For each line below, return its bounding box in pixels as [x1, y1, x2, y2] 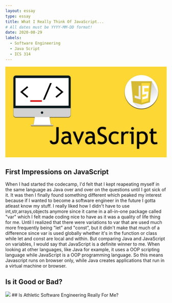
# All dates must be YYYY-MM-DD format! [5, 25, 93, 30]
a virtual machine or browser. [5, 262, 67, 269]
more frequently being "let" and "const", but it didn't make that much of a [5, 225, 160, 231]
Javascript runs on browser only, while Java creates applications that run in [5, 257, 165, 264]
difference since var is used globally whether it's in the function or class [5, 230, 157, 236]
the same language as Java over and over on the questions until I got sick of [5, 186, 166, 192]
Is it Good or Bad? [5, 277, 63, 287]
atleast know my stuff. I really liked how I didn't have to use [5, 203, 130, 209]
